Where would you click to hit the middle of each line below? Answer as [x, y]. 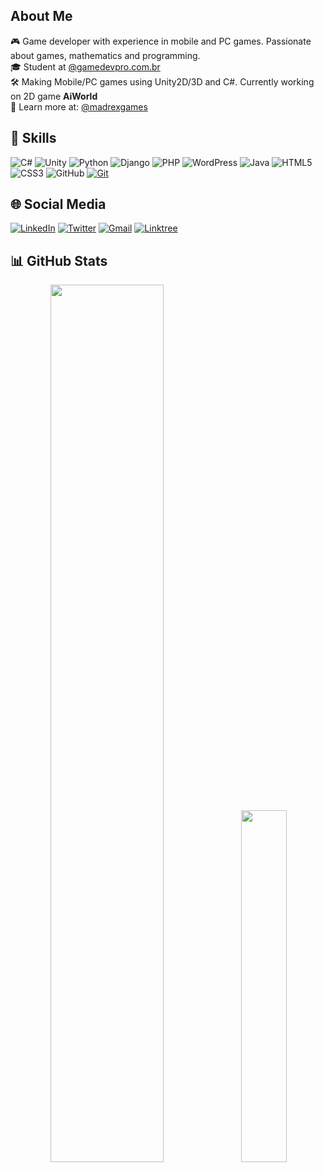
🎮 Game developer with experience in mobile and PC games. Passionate [161, 41]
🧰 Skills [33, 138]
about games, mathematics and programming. [105, 55]
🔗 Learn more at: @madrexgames [79, 106]
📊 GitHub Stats [59, 260]
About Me [41, 16]
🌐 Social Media [58, 204]
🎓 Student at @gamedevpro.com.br [85, 66]
